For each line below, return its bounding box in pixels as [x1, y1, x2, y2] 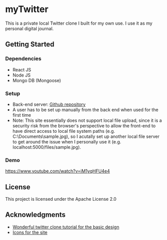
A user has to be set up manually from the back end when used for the [12, 107, 159, 113]
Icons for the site [12, 229, 48, 235]
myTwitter [5, 4, 49, 15]
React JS [12, 66, 32, 72]
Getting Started [5, 40, 55, 49]
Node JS [12, 72, 31, 78]
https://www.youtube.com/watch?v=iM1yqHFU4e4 [5, 168, 110, 174]
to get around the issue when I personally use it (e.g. [12, 138, 121, 144]
